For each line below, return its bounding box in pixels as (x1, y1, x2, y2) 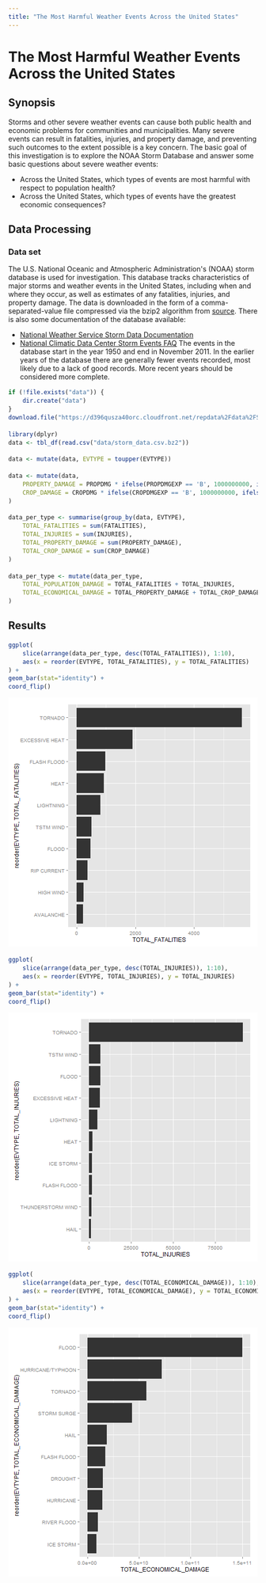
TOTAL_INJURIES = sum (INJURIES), (22, 530, 133, 538)
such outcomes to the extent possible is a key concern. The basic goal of (8, 142, 247, 152)
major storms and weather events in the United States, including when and (8, 281, 252, 290)
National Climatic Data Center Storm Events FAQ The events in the (19, 339, 236, 348)
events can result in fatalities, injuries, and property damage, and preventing (8, 134, 257, 143)
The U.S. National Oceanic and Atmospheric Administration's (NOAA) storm (8, 264, 255, 274)
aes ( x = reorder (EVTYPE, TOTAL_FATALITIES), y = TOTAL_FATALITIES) (22, 658, 249, 666)
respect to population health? (19, 183, 116, 192)
